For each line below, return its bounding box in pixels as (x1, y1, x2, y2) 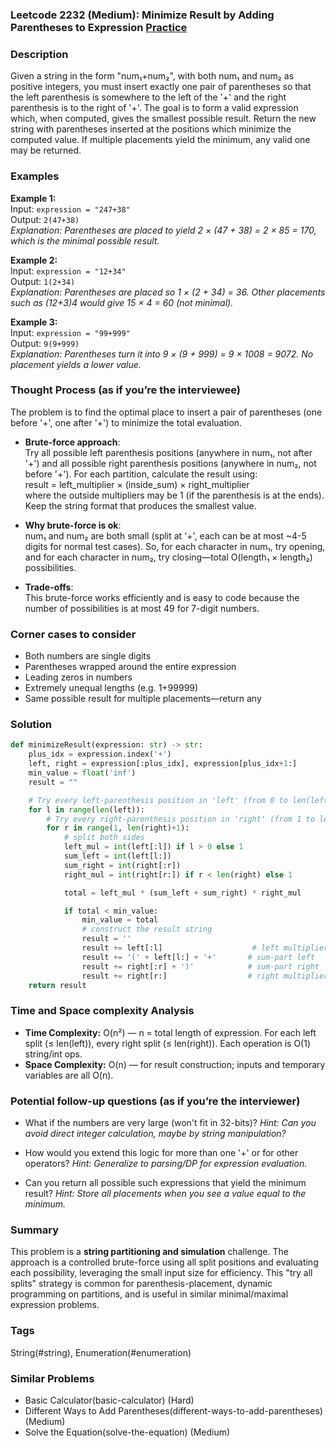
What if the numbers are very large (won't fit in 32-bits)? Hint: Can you (24, 1117, 317, 1128)
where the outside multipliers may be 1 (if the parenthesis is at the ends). (24, 489, 325, 501)
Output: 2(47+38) (10, 213, 80, 225)
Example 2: (10, 254, 58, 266)
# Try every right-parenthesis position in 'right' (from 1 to (46, 814, 315, 824)
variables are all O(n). (24, 1069, 114, 1081)
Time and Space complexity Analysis (10, 1004, 195, 1018)
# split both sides (63, 833, 145, 843)
